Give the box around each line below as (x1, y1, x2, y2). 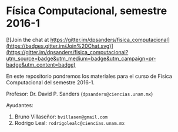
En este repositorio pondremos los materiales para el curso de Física (6, 72, 172, 80)
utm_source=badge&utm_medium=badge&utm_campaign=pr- (6, 55, 156, 62)
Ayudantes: (6, 101, 33, 108)
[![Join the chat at (6, 36, 49, 43)
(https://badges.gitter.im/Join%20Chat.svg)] (6, 42, 113, 49)
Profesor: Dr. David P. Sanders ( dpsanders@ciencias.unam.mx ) (6, 90, 153, 97)
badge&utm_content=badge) (6, 61, 76, 68)
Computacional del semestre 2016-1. (6, 78, 95, 86)
